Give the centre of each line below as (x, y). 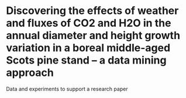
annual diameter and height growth (93, 36)
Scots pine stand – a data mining (86, 60)
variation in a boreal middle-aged (88, 48)
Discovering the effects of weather (92, 11)
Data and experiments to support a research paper (67, 89)
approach (30, 73)
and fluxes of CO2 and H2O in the (89, 23)
